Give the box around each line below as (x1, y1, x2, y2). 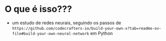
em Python (90, 30, 113, 36)
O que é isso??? (5, 3, 73, 15)
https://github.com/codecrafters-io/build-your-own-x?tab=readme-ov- (12, 26, 162, 31)
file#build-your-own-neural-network (12, 31, 89, 36)
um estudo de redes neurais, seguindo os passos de (12, 20, 122, 26)
